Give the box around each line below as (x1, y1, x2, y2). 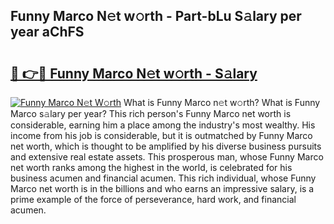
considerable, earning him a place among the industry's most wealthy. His (10, 119, 316, 131)
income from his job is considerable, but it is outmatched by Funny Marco (10, 130, 313, 141)
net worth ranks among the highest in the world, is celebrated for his (10, 162, 293, 173)
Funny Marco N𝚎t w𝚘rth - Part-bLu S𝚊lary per (10, 8, 302, 25)
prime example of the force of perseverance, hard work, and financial (10, 194, 297, 205)
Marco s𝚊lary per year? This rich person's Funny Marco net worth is (10, 108, 292, 119)
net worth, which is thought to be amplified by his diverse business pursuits (10, 140, 322, 152)
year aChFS (10, 24, 85, 41)
